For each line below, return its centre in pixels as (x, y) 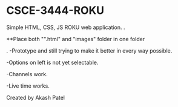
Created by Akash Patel (36, 97)
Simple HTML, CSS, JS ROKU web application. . (66, 27)
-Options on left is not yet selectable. (52, 62)
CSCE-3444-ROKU (55, 11)
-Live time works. (28, 86)
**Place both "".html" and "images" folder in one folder (76, 39)
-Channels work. (27, 74)
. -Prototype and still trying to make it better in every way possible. (89, 50)
